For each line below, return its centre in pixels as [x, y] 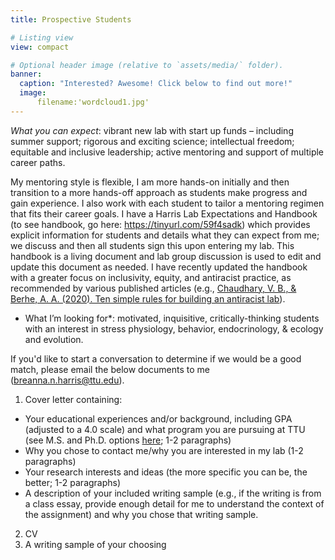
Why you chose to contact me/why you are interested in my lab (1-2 [164, 450]
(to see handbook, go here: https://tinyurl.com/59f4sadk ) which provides [160, 224]
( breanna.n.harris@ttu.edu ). [67, 380]
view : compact [40, 47]
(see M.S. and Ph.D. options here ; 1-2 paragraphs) [128, 440]
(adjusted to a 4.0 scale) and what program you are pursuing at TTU [165, 429]
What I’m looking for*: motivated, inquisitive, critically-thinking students [172, 318]
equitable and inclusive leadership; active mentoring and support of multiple [167, 152]
